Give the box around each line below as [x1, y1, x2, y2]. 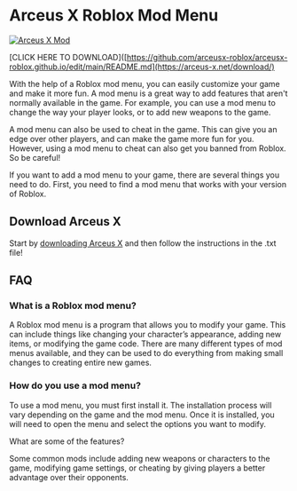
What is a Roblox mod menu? [9, 299, 137, 312]
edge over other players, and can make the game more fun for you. [9, 133, 254, 144]
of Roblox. [9, 188, 47, 199]
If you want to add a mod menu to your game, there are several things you [9, 170, 280, 180]
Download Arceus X [9, 214, 121, 229]
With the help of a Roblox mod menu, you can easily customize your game [9, 78, 281, 89]
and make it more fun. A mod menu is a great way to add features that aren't [9, 88, 288, 99]
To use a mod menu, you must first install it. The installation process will [9, 400, 272, 410]
